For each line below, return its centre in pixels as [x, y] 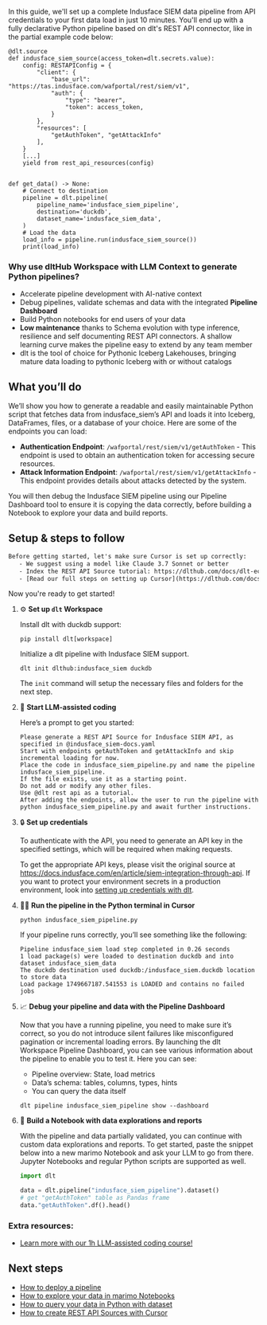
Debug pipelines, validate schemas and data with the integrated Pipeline [139, 303]
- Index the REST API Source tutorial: [85, 571]
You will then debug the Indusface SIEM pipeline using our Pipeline [118, 496]
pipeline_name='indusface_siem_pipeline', [108, 205]
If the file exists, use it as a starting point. [104, 779]
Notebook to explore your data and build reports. [88, 513]
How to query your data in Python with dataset [96, 1304]
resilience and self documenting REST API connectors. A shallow [126, 336]
